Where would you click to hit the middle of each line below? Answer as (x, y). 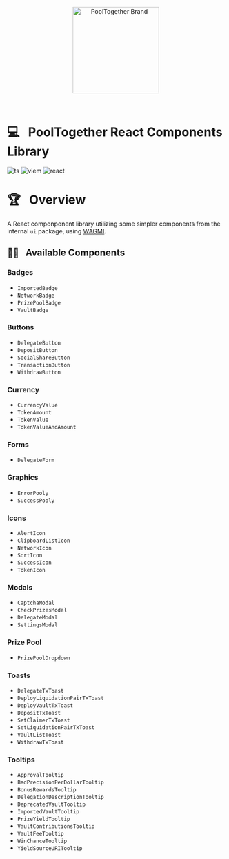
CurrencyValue (37, 405)
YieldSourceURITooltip (50, 849)
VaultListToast (39, 735)
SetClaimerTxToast (43, 720)
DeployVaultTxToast (45, 705)
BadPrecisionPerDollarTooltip (61, 783)
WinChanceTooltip (42, 841)
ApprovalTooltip (40, 775)
